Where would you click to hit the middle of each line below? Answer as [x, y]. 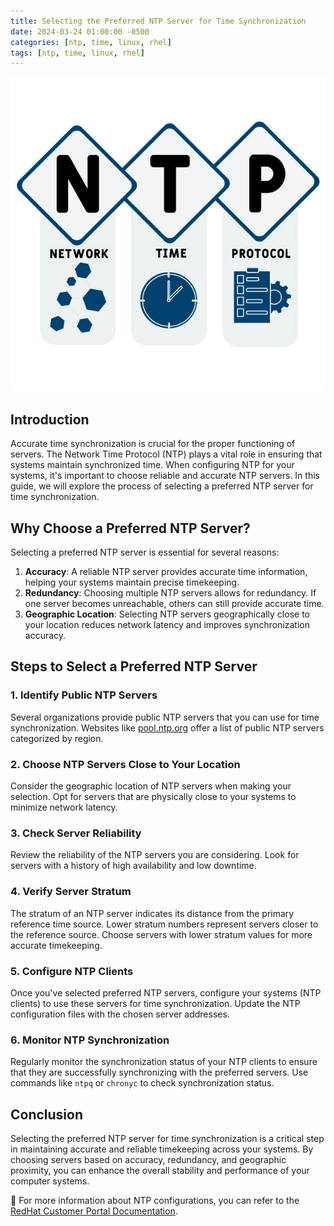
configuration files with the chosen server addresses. [120, 1014]
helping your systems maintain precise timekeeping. [132, 582]
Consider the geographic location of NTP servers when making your [151, 786]
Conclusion [47, 1114]
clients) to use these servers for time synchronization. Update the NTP [155, 1003]
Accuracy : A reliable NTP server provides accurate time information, [166, 572]
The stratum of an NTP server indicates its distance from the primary [152, 913]
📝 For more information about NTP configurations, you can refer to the [155, 1201]
